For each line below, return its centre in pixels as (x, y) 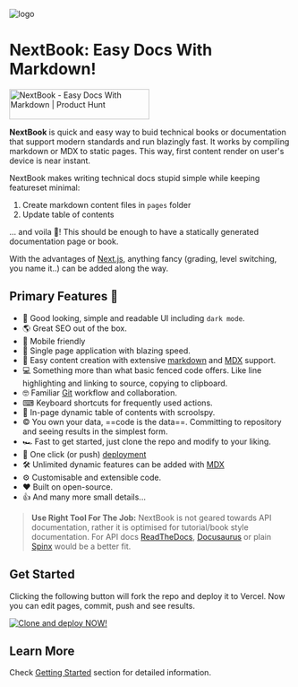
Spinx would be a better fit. (81, 546)
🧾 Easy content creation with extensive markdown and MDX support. (149, 360)
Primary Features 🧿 (64, 296)
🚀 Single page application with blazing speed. (106, 351)
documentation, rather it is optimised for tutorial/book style (140, 527)
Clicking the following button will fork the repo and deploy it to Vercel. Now (147, 596)
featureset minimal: (45, 187)
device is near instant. (50, 161)
